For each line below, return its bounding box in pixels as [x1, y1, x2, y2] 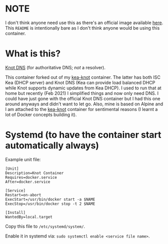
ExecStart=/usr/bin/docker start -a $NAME [5, 197, 95, 202]
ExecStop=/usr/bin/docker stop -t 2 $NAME [5, 201, 95, 206]
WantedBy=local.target [5, 214, 53, 219]
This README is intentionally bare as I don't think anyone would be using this [5, 25, 160, 31]
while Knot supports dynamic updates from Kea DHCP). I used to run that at [5, 85, 161, 91]
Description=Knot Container [5, 170, 64, 176]
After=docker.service [5, 179, 51, 184]
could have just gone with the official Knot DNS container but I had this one [5, 95, 160, 101]
